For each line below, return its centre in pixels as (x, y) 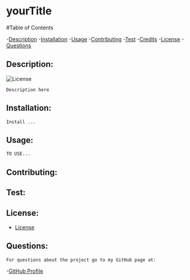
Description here (28, 90)
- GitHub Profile (25, 271)
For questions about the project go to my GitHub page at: (81, 260)
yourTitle (29, 11)
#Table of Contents (30, 28)
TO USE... (19, 154)
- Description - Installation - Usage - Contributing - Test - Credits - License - (95, 39)
